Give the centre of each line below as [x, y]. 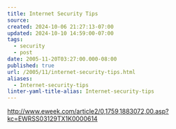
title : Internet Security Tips [53, 14]
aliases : [20, 78]
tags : [15, 40]
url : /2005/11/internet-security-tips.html [72, 72]
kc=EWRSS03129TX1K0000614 [52, 119]
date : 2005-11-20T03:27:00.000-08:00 [62, 59]
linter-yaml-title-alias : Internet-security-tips [81, 91]
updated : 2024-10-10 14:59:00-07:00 [60, 33]
